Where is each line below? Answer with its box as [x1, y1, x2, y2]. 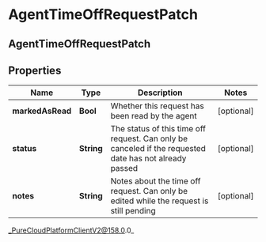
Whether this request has [110, 100, 204, 112]
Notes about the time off [110, 176, 201, 187]
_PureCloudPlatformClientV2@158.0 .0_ [8, 225, 135, 235]
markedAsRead [12, 105, 72, 116]
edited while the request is [110, 195, 209, 206]
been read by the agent [110, 111, 198, 122]
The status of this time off [110, 123, 206, 134]
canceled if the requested [110, 143, 206, 154]
